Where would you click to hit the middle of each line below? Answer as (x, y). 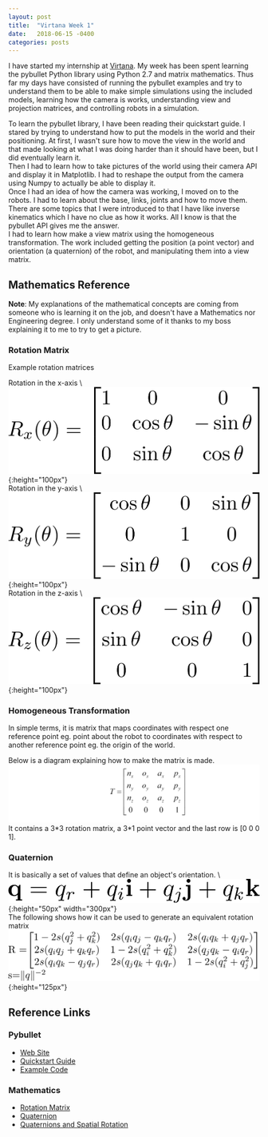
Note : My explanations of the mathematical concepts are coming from (124, 304)
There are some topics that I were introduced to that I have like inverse (124, 209)
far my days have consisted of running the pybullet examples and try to (125, 83)
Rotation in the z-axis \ (45, 593)
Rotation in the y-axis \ (45, 488)
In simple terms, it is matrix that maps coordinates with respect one (118, 728)
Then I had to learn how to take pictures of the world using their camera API (133, 166)
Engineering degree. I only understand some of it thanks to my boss (120, 321)
